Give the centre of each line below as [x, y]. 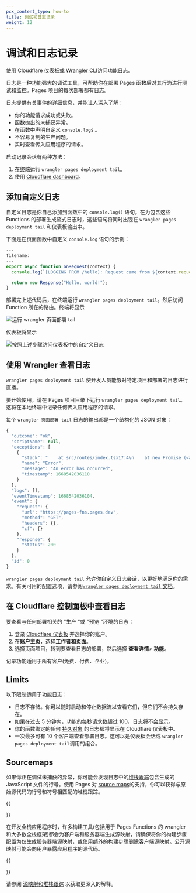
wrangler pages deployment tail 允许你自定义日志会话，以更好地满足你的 [94, 579]
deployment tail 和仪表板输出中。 [47, 227]
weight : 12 [19, 22]
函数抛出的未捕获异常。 [43, 122]
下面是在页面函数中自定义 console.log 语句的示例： [68, 239]
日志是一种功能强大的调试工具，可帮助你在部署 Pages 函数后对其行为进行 [94, 83]
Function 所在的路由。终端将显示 [45, 307]
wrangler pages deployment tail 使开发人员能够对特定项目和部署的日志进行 [97, 380]
